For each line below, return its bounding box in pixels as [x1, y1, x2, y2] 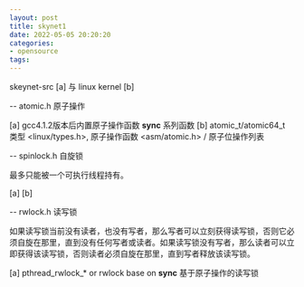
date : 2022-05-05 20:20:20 [9, 30, 111, 39]
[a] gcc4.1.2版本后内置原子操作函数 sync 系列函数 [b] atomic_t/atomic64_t [9, 120, 286, 130]
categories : [9, 38, 54, 48]
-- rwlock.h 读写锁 [9, 206, 78, 217]
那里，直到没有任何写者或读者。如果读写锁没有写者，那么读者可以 [40, 237, 287, 247]
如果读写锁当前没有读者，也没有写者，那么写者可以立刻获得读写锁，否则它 [9, 225, 287, 236]
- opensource [9, 47, 59, 56]
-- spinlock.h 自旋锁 [9, 150, 84, 161]
